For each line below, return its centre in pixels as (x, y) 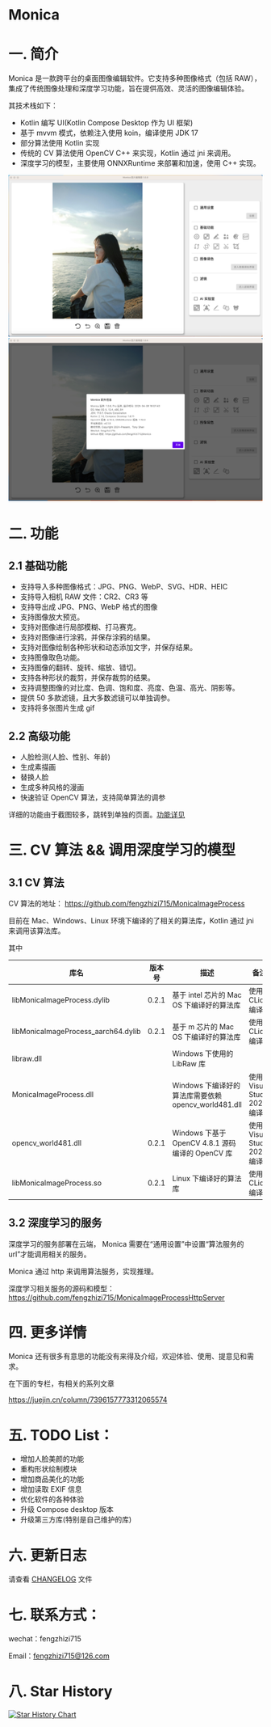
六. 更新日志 (48, 1555)
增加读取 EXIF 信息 (51, 1489)
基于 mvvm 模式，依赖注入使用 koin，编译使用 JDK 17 (109, 133)
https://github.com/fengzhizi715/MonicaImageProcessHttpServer (117, 1297)
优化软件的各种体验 (52, 1499)
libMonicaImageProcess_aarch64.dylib (76, 1032)
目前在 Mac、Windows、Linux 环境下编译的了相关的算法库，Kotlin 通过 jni (131, 921)
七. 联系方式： (55, 1615)
